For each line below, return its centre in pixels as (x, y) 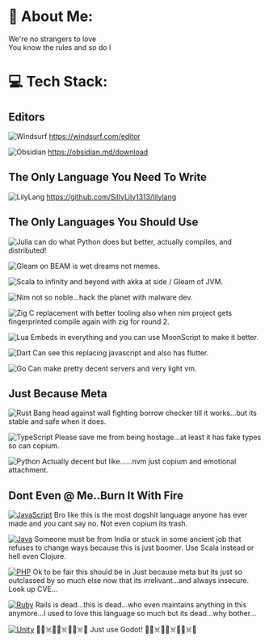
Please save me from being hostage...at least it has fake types (158, 437)
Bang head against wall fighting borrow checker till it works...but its (145, 413)
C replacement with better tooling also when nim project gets (130, 313)
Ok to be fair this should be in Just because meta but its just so (137, 572)
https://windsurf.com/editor (95, 136)
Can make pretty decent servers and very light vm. (112, 368)
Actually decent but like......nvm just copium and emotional (139, 462)
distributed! (27, 250)
